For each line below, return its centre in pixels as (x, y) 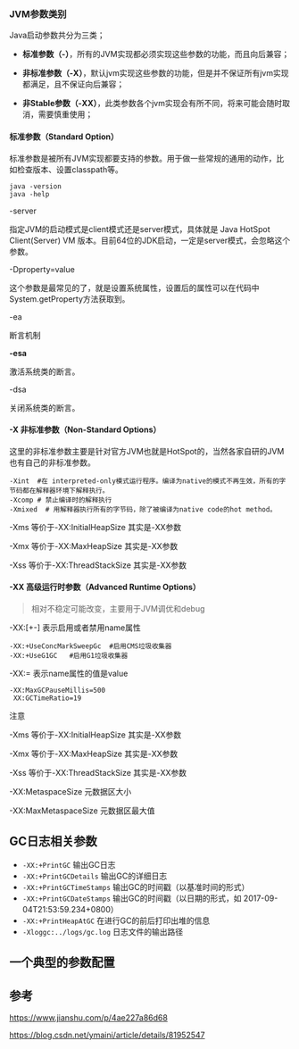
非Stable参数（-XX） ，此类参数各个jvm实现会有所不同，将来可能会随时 (152, 104)
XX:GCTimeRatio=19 (47, 698)
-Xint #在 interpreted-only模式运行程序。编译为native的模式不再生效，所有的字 (148, 481)
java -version (36, 186)
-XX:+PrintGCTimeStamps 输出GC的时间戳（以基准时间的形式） (136, 887)
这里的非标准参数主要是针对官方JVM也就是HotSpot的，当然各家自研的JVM (147, 451)
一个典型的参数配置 (62, 963)
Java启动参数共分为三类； (57, 35)
